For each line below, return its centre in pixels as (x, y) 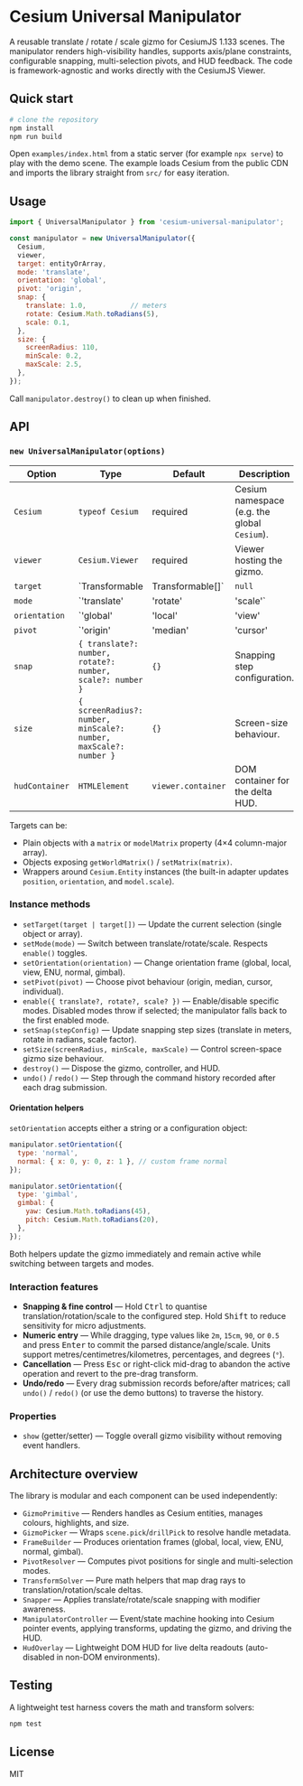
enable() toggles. (55, 953)
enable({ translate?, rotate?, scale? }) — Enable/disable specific (151, 1001)
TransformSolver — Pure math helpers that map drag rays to (134, 1580)
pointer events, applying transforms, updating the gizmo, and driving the (157, 1629)
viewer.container (189, 786)
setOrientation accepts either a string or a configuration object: (129, 1128)
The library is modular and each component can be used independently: (143, 1496)
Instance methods (50, 904)
